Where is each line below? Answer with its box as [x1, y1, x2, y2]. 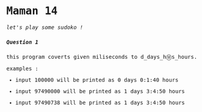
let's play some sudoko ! [6, 24, 84, 31]
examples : [6, 65, 39, 72]
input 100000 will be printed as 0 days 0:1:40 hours [15, 77, 179, 84]
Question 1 [6, 38, 39, 45]
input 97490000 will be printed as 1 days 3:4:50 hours [15, 88, 185, 95]
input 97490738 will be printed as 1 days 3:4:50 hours [15, 99, 185, 107]
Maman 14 [6, 4, 58, 18]
